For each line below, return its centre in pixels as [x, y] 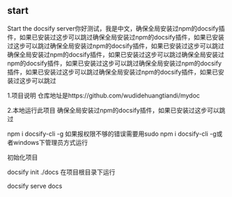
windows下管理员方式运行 [51, 142]
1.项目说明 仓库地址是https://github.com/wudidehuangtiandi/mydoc [104, 95]
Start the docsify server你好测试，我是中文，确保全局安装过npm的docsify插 [116, 28]
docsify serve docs [35, 186]
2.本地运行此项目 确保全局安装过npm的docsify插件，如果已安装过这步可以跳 [116, 110]
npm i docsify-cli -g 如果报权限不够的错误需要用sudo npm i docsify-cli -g [112, 134]
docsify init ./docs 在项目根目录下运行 [61, 172]
